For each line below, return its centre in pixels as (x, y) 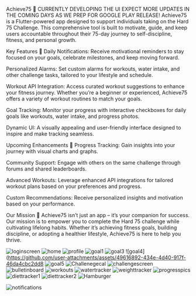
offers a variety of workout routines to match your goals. (74, 99)
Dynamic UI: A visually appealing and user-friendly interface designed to (94, 128)
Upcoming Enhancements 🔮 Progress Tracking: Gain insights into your (91, 145)
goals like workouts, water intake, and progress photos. (73, 116)
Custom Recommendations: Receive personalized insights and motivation (94, 198)
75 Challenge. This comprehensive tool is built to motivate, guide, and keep (97, 27)
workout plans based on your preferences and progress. (74, 186)
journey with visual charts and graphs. (52, 151)
